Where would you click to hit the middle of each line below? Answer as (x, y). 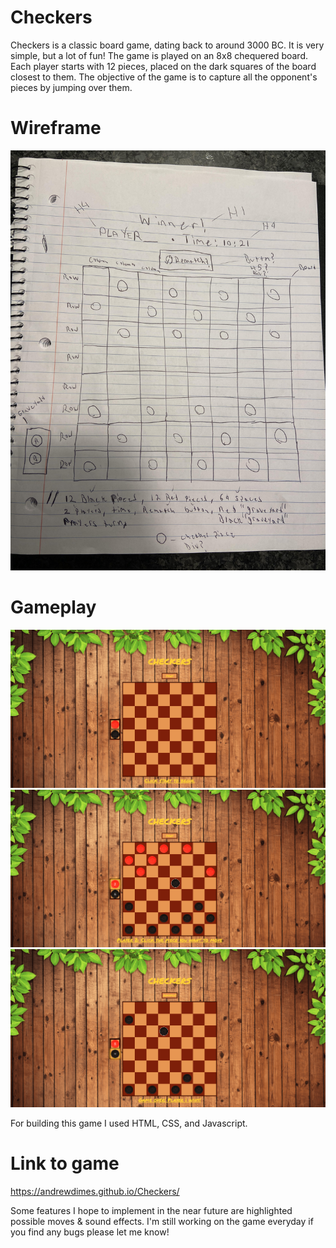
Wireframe (56, 128)
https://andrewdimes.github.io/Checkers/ (95, 1191)
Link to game (65, 1163)
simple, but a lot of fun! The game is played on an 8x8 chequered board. (159, 55)
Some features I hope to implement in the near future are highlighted (151, 1210)
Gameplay (53, 607)
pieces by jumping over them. (71, 87)
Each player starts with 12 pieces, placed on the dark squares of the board (163, 66)
